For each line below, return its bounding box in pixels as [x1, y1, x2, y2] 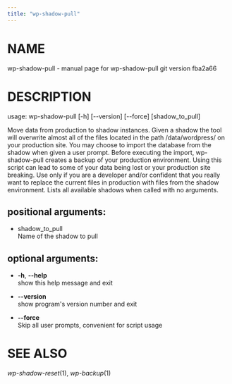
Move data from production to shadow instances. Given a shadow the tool [7, 125, 222, 134]
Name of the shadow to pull [17, 232, 99, 240]
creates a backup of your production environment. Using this [44, 156, 222, 164]
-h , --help [17, 271, 47, 280]
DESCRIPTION [7, 89, 92, 104]
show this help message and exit [17, 279, 113, 287]
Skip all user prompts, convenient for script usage [17, 321, 163, 330]
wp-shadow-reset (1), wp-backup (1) [7, 369, 111, 378]
